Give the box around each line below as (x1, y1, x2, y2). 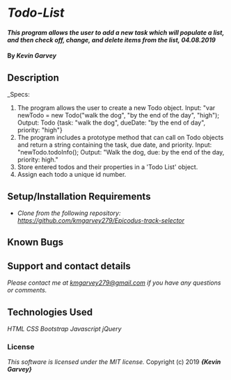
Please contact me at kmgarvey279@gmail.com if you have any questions (7, 278, 221, 287)
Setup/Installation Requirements (7, 190, 151, 203)
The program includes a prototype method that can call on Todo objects (17, 134, 224, 142)
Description (7, 72, 59, 84)
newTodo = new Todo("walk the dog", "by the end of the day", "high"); (17, 111, 220, 120)
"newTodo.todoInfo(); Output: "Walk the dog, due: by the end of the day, (17, 148, 225, 157)
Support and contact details (7, 260, 131, 272)
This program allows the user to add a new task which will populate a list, (7, 28, 225, 36)
